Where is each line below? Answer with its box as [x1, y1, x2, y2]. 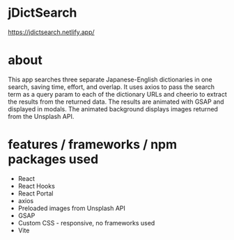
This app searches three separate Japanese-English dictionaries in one [8, 75, 212, 83]
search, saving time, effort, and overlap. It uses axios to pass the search [8, 82, 215, 91]
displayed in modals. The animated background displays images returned [8, 104, 219, 113]
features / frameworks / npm [8, 137, 178, 152]
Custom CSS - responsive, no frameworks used [17, 218, 155, 227]
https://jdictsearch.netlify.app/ [8, 28, 95, 36]
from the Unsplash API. [8, 112, 75, 120]
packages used [8, 152, 99, 168]
